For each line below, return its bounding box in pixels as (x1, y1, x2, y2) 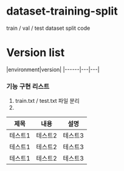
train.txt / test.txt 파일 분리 (15, 97, 80, 105)
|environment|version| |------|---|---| (6, 66, 100, 73)
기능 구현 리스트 (6, 82, 50, 91)
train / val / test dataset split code (6, 24, 91, 32)
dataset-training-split (6, 4, 118, 18)
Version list (6, 46, 65, 60)
